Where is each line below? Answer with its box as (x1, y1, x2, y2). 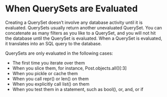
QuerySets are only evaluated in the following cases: (5, 50, 113, 56)
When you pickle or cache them (12, 70, 78, 76)
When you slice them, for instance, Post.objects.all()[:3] (12, 65, 127, 71)
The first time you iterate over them (12, 60, 85, 66)
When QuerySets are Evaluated (5, 3, 138, 14)
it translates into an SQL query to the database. (5, 40, 102, 46)
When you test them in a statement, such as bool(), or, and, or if (12, 86, 144, 92)
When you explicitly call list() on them (12, 81, 90, 87)
